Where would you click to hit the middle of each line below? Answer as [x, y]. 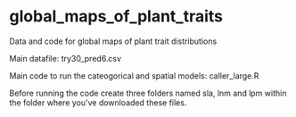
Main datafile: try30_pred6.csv [66, 58]
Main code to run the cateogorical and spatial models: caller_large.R [134, 75]
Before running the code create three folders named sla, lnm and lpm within [148, 93]
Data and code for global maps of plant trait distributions [113, 41]
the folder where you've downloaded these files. [98, 102]
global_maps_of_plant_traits [116, 17]
